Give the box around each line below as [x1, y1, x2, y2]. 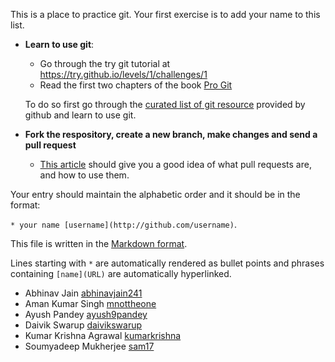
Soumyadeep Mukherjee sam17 [24, 340, 155, 352]
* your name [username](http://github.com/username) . [10, 219, 237, 230]
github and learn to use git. [24, 109, 137, 121]
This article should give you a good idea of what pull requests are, [39, 159, 312, 170]
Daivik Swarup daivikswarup [24, 319, 143, 331]
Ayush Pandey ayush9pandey [24, 309, 148, 320]
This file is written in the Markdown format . [10, 238, 188, 249]
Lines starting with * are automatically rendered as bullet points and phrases [10, 257, 325, 269]
